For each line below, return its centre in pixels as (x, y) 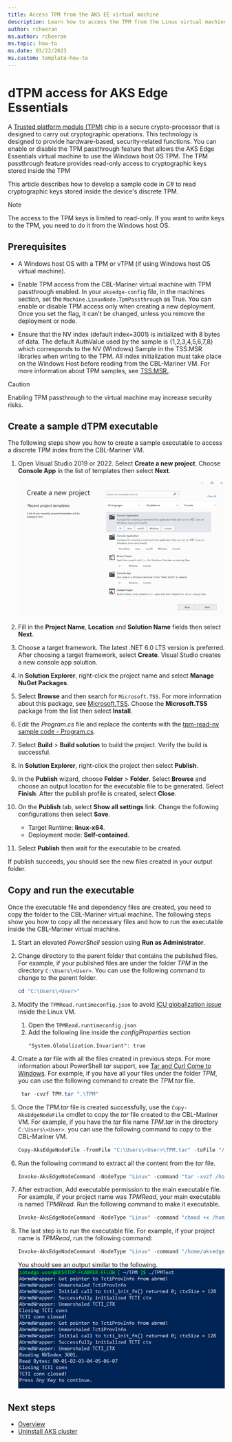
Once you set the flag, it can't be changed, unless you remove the (111, 313)
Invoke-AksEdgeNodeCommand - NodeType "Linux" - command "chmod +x (113, 1218)
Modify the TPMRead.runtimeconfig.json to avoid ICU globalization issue (119, 1004)
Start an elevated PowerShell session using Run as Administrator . (112, 942)
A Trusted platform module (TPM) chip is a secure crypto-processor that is (114, 127)
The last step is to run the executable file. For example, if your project (116, 1231)
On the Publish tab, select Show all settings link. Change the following (118, 807)
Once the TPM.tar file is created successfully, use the (94, 1107)
